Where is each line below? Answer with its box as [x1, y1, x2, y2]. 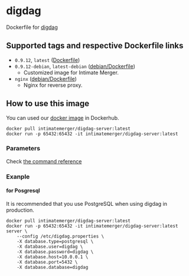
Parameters [6, 144, 40, 153]
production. [6, 206, 34, 213]
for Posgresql [6, 187, 40, 194]
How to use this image [6, 98, 90, 109]
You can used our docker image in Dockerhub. [6, 114, 119, 121]
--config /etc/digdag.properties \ [17, 233, 105, 239]
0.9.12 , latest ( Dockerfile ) [14, 56, 80, 63]
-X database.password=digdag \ [17, 249, 94, 255]
